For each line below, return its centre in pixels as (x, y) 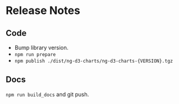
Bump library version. (41, 47)
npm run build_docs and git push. (47, 94)
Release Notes (43, 11)
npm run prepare (35, 55)
